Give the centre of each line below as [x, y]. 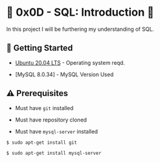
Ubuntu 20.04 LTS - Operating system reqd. [70, 62]
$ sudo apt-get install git [42, 142]
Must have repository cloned [51, 120]
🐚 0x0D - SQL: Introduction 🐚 [80, 12]
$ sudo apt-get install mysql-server [54, 153]
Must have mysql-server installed [56, 131]
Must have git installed [44, 108]
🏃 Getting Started [40, 48]
